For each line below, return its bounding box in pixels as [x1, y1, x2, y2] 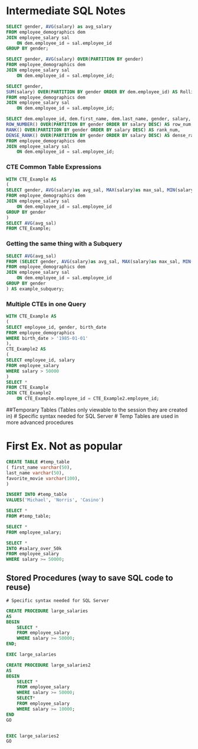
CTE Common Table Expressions [6, 163, 102, 171]
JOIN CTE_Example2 [6, 390, 51, 396]
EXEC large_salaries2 [6, 733, 60, 739]
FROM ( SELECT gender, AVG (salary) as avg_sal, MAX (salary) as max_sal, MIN [6, 259, 192, 264]
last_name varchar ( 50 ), [6, 470, 65, 476]
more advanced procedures [6, 419, 74, 426]
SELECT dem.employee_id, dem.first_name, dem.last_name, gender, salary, [6, 116, 192, 122]
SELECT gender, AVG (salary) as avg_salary [6, 24, 112, 30]
